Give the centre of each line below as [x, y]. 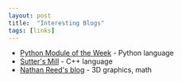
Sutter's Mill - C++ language [66, 61]
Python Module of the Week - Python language [97, 53]
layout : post [30, 16]
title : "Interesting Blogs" [56, 23]
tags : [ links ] [32, 30]
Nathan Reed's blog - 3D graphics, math [86, 70]
